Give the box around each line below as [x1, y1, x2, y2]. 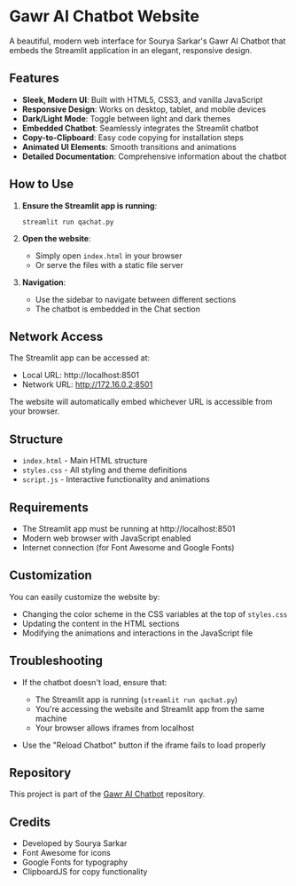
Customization [9, 568, 93, 583]
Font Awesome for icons [21, 848, 111, 858]
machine [35, 713, 67, 724]
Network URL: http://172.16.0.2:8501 [21, 379, 153, 390]
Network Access [9, 328, 104, 344]
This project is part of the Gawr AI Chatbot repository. [9, 788, 206, 800]
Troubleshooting [9, 653, 104, 668]
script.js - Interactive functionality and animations [21, 474, 210, 485]
